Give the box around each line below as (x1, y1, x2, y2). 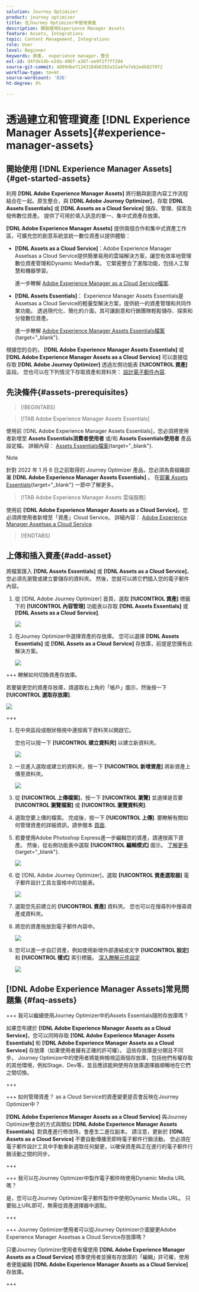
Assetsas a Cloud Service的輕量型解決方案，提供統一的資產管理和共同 (14, 300, 187, 306)
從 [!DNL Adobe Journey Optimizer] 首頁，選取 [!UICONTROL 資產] (14, 595, 179, 602)
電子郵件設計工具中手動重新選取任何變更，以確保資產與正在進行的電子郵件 (6, 1143, 188, 1150)
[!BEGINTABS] (20, 403, 56, 410)
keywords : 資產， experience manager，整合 (6, 53, 110, 59)
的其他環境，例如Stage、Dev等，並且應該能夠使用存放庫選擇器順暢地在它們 (6, 1062, 191, 1069)
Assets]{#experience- (53, 126, 166, 140)
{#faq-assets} (23, 995, 78, 1005)
